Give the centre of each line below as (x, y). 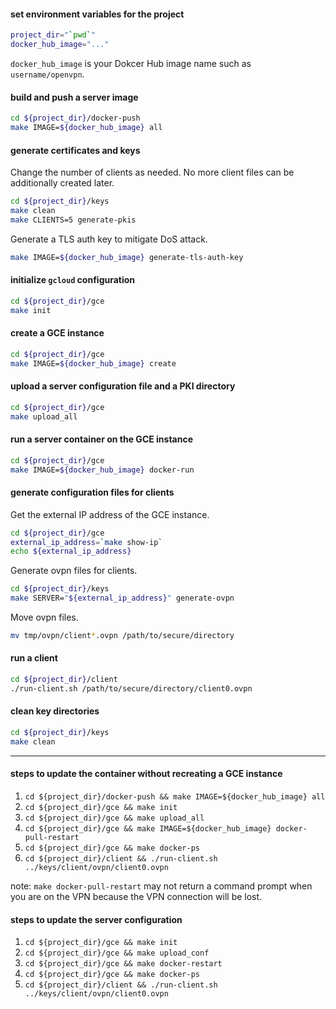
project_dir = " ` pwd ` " (53, 35)
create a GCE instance (57, 333)
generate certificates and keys (75, 150)
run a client (34, 658)
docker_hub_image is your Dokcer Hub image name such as (131, 63)
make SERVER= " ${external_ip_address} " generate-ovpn (122, 598)
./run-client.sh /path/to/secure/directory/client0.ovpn (131, 688)
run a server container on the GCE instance (102, 439)
